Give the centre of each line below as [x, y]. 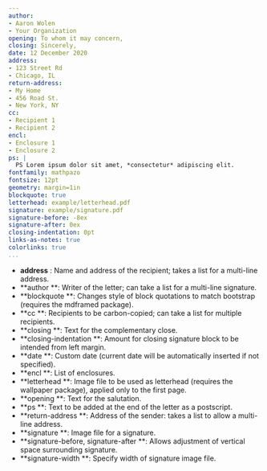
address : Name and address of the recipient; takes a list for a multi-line [139, 270]
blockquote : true [37, 195]
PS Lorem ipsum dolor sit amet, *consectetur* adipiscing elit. [125, 166]
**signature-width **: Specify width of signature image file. [118, 458]
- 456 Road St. [34, 98]
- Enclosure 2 [32, 150]
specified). [38, 364]
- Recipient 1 [32, 121]
